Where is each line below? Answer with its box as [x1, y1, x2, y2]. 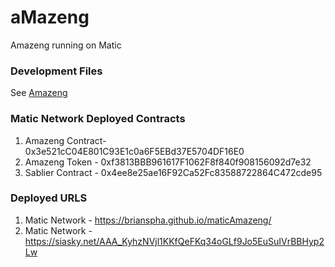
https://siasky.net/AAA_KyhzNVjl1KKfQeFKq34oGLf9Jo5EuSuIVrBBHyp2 [24, 235, 325, 247]
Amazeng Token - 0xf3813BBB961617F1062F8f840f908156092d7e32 [24, 156, 312, 168]
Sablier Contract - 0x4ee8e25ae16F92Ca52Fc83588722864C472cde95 [24, 166, 323, 178]
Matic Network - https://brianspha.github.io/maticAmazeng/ [24, 214, 272, 226]
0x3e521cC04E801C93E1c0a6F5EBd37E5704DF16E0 [24, 145, 245, 157]
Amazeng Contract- [24, 134, 107, 146]
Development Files [10, 64, 103, 78]
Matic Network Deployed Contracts [10, 112, 186, 126]
